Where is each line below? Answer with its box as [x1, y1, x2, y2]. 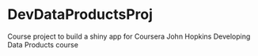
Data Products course [7, 39, 78, 49]
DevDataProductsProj [7, 6, 154, 24]
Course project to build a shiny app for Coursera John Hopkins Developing [7, 32, 251, 41]
